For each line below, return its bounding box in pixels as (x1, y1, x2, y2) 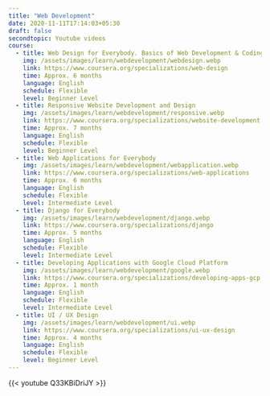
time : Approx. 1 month (22, 281, 99, 290)
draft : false (8, 27, 52, 35)
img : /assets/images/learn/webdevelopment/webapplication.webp (22, 162, 239, 170)
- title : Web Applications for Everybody (15, 154, 157, 162)
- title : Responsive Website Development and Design (15, 101, 196, 109)
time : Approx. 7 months (22, 124, 103, 132)
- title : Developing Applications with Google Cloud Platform (15, 258, 228, 266)
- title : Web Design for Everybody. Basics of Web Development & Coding (15, 49, 264, 57)
